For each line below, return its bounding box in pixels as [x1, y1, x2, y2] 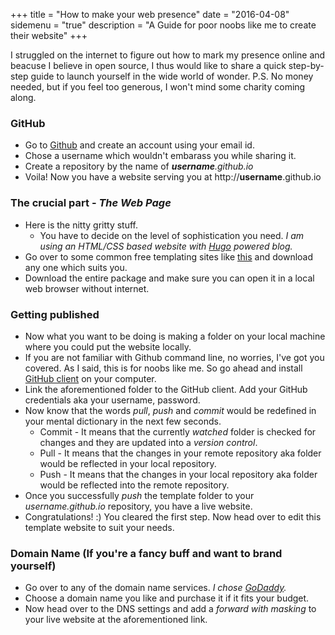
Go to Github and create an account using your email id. [24, 139, 255, 151]
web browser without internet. [24, 282, 150, 294]
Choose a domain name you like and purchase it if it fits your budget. [24, 592, 310, 604]
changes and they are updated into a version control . [39, 436, 258, 448]
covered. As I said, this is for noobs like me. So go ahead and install [24, 362, 303, 374]
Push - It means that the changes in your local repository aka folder [39, 468, 318, 480]
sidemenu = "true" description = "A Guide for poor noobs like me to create [10, 19, 317, 31]
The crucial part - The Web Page [10, 196, 172, 210]
